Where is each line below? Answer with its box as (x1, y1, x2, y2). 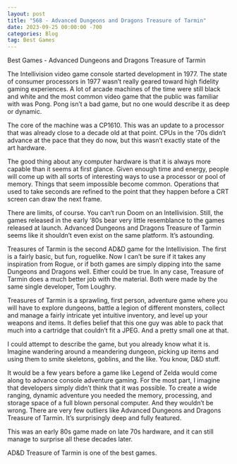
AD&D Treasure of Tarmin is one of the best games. (7, 448, 157, 457)
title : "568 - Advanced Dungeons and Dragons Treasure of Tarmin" (7, 17, 207, 24)
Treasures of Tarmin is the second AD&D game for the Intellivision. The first (7, 245, 227, 253)
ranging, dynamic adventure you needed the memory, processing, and (7, 391, 212, 400)
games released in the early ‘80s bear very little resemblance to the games (7, 216, 225, 225)
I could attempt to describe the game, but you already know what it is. (7, 340, 210, 349)
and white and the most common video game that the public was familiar (7, 93, 219, 101)
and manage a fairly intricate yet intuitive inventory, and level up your (7, 311, 208, 320)
